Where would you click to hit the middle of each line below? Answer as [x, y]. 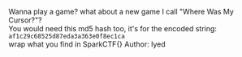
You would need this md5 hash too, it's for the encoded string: [113, 28]
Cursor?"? [25, 20]
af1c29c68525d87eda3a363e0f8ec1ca [67, 36]
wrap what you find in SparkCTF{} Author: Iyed [87, 44]
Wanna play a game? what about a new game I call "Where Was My [121, 12]
